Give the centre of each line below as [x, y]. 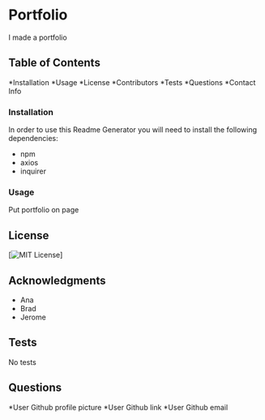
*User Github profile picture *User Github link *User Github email [118, 407]
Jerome [33, 317]
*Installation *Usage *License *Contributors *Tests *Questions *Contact [132, 82]
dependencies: [33, 139]
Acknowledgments [58, 280]
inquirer [33, 171]
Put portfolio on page [44, 210]
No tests [22, 362]
